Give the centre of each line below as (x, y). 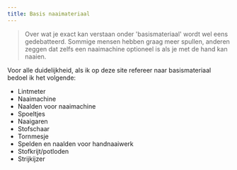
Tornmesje (33, 136)
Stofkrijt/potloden (43, 151)
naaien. (35, 56)
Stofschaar (34, 128)
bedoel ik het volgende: (42, 78)
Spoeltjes (31, 114)
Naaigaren (33, 121)
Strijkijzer (31, 159)
